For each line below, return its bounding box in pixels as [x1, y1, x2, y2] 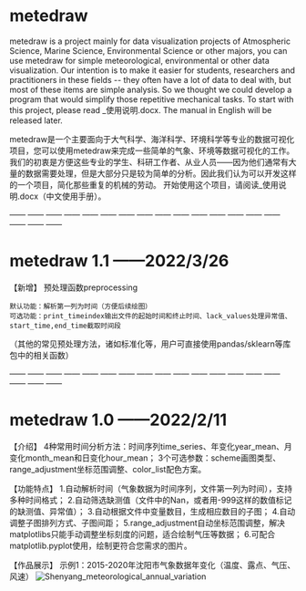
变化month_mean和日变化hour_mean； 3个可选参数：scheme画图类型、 [9, 452, 280, 463]
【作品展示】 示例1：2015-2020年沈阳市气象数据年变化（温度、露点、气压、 [9, 559, 296, 570]
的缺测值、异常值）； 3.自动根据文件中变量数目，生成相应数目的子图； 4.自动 [9, 505, 296, 516]
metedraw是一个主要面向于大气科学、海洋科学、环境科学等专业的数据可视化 [9, 133, 295, 144]
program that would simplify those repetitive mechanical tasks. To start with [9, 93, 294, 105]
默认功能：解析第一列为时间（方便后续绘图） [9, 302, 152, 311]
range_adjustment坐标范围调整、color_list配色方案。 [9, 463, 207, 474]
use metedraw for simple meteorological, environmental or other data [9, 55, 270, 66]
